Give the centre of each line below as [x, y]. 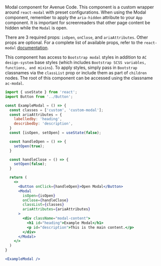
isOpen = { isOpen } [39, 196]
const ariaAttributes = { [36, 114]
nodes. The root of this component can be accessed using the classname [79, 78]
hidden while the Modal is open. [36, 28]
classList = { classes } [43, 205]
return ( [18, 177]
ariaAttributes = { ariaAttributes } [57, 209]
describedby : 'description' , [43, 124]
